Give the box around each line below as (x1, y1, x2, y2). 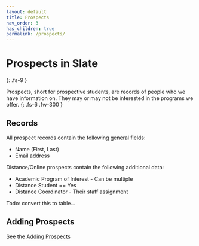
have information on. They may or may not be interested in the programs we (6, 95, 194, 102)
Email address (14, 152, 50, 159)
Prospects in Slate (6, 57, 99, 71)
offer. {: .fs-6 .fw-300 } (6, 101, 63, 108)
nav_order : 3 (6, 20, 39, 26)
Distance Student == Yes (14, 181, 76, 189)
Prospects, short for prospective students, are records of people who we (6, 88, 186, 96)
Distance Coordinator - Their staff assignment (14, 188, 128, 195)
